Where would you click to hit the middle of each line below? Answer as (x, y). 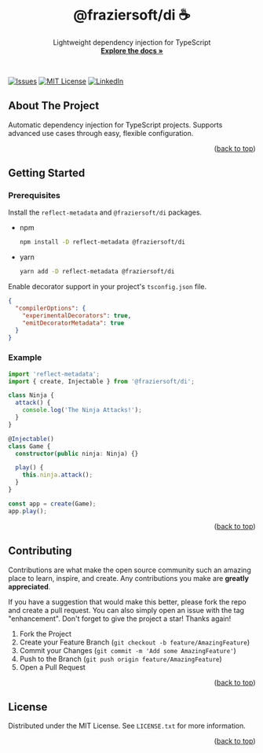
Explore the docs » (132, 50)
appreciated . (29, 586)
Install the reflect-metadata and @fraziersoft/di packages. (105, 212)
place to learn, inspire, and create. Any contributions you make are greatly (129, 578)
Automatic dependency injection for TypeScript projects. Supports (115, 125)
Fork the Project (46, 634)
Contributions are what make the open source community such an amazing (130, 570)
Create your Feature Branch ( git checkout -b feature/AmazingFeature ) (135, 642)
